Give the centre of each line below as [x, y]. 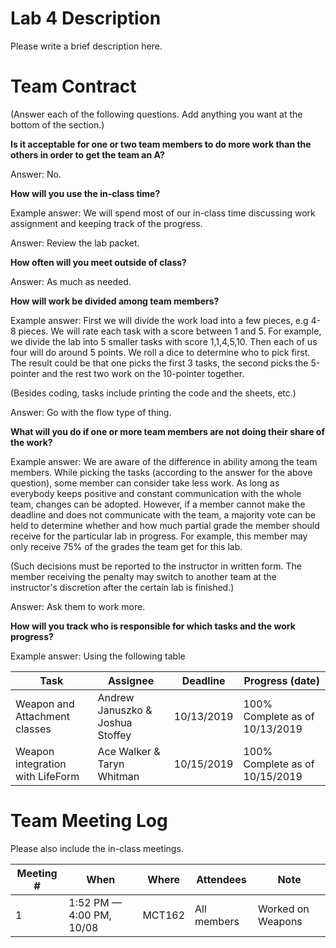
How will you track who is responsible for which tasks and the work [153, 626]
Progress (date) [281, 680]
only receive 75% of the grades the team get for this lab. [126, 546]
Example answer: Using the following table [98, 656]
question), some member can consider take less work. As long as [145, 483]
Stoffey [114, 735]
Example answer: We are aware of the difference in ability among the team [164, 461]
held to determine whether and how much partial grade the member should [165, 525]
